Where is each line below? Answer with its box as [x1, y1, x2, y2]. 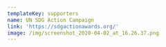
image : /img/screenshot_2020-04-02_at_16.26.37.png [7, 29, 159, 37]
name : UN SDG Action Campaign [7, 17, 95, 23]
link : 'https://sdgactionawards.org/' [7, 23, 119, 30]
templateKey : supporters [7, 10, 79, 17]
